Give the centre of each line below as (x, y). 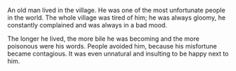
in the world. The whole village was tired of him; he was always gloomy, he (117, 18)
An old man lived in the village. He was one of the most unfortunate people (116, 10)
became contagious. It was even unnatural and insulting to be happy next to (118, 53)
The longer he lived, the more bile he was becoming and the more (103, 39)
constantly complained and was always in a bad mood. (88, 25)
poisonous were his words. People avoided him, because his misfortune (112, 46)
